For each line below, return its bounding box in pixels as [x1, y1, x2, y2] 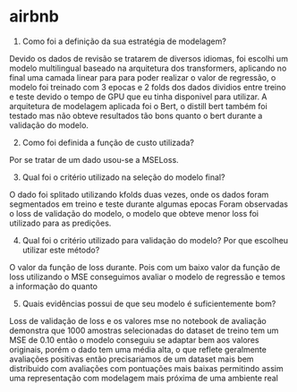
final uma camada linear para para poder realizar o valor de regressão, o [9, 72, 276, 82]
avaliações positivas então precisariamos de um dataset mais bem [9, 354, 254, 364]
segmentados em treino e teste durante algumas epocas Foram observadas [9, 199, 289, 209]
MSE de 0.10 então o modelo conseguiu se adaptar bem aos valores [9, 334, 259, 345]
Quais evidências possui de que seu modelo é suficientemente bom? [21, 298, 276, 309]
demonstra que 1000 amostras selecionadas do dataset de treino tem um [9, 325, 279, 336]
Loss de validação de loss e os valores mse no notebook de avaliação [9, 315, 267, 326]
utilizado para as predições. [9, 217, 112, 228]
